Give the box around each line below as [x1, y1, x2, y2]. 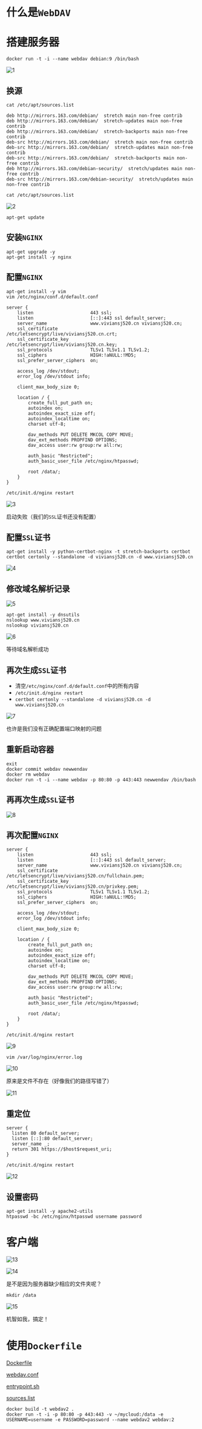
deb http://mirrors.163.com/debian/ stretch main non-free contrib [6, 113, 183, 119]
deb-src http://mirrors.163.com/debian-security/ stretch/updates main [6, 176, 194, 182]
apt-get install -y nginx [6, 254, 71, 260]
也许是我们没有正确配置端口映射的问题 [6, 725, 102, 732]
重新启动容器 [6, 744, 54, 754]
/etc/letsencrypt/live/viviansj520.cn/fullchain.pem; [6, 873, 145, 879]
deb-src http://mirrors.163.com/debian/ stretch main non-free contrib [6, 139, 194, 145]
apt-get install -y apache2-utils [6, 1209, 94, 1215]
